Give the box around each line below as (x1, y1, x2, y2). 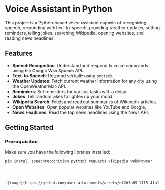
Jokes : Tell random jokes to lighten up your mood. (12, 94, 114, 99)
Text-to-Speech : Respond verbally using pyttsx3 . (12, 72, 114, 79)
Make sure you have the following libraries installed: (5, 149, 110, 155)
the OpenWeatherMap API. (12, 83, 66, 89)
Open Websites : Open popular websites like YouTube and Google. (12, 104, 146, 110)
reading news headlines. (5, 35, 55, 41)
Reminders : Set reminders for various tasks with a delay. (12, 88, 128, 94)
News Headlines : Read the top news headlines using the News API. (12, 109, 149, 115)
